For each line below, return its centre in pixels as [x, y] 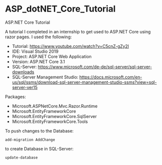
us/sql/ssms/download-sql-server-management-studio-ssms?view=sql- [84, 82]
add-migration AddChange [30, 140]
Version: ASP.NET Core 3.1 [39, 61]
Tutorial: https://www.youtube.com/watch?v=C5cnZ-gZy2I [71, 46]
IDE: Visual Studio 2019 [35, 51]
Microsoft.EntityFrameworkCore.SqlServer [54, 116]
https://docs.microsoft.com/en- [111, 77]
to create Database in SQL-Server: [39, 149]
